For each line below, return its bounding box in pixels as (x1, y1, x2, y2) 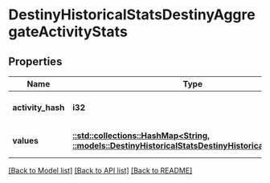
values (12, 135, 39, 146)
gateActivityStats (8, 22, 129, 41)
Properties (8, 55, 63, 68)
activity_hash (12, 102, 65, 113)
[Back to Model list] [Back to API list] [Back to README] (8, 166, 193, 175)
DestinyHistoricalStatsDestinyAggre (8, 6, 256, 24)
